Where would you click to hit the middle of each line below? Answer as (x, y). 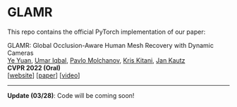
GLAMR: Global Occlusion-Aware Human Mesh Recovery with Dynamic (110, 45)
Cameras (20, 53)
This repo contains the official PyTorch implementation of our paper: (107, 32)
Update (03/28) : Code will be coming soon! (71, 95)
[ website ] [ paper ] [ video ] (44, 75)
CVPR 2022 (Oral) (34, 68)
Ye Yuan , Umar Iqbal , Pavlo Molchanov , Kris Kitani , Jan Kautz (96, 60)
